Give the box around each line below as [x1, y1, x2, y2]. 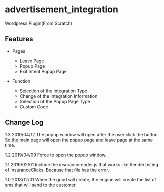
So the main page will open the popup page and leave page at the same [5, 137, 153, 143]
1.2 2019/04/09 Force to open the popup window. [5, 152, 107, 158]
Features [5, 35, 33, 43]
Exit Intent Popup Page [19, 68, 67, 74]
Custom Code [19, 104, 48, 110]
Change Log [5, 118, 44, 127]
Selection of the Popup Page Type [19, 98, 91, 104]
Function [12, 78, 31, 84]
